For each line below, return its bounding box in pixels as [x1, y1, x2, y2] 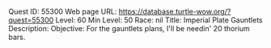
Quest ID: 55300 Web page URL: [8, 7, 117, 16]
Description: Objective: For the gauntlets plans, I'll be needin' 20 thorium [8, 24, 250, 33]
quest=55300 [8, 15, 54, 25]
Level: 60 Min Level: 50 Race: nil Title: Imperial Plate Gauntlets [55, 15, 263, 25]
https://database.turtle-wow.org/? [118, 7, 231, 16]
